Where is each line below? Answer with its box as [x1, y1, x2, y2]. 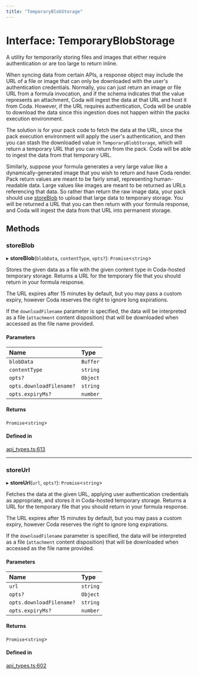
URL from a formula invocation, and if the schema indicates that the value [6, 90, 184, 97]
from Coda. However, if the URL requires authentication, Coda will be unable [6, 102, 192, 110]
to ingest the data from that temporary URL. [6, 151, 112, 158]
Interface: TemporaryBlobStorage [6, 34, 175, 47]
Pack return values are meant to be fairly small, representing [6, 175, 153, 183]
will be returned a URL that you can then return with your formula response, [6, 200, 190, 207]
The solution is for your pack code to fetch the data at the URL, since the [6, 126, 183, 133]
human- [154, 175, 173, 183]
